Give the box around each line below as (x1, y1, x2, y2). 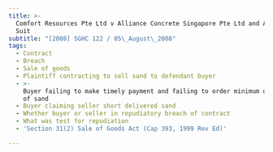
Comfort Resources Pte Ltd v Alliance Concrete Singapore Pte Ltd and (15, 19, 260, 27)
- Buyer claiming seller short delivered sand (15, 102, 176, 110)
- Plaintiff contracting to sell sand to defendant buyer (15, 72, 217, 80)
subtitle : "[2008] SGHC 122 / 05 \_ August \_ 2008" (8, 34, 176, 43)
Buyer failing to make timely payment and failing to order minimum (23, 87, 260, 95)
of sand (23, 95, 49, 103)
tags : (8, 42, 27, 50)
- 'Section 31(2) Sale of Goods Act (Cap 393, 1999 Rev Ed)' (15, 125, 227, 133)
